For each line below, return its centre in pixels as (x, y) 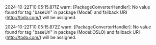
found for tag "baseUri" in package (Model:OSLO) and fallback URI (73, 32)
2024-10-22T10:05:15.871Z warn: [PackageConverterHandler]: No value (78, 7)
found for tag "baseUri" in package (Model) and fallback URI (66, 12)
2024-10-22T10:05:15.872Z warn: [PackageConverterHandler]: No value (78, 27)
